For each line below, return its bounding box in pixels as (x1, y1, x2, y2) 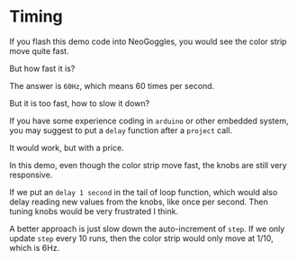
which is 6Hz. (9, 242, 60, 253)
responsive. (9, 169, 53, 180)
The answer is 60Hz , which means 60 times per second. (9, 80, 215, 91)
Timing (9, 6, 63, 27)
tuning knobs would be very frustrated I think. (9, 205, 178, 217)
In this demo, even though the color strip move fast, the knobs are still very (9, 159, 287, 170)
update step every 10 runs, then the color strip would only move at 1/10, (9, 232, 274, 244)
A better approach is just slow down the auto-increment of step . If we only (9, 223, 285, 234)
